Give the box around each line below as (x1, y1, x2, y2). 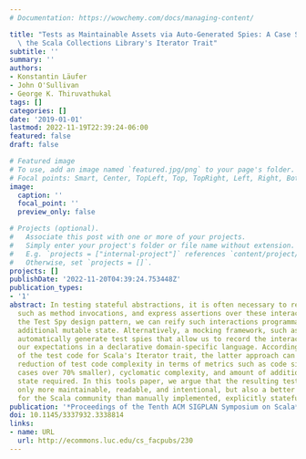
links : (9, 419, 35, 429)
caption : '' (17, 191, 64, 200)
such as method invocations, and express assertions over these (17, 308, 267, 318)
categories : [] (9, 106, 67, 115)
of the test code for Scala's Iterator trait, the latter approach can (17, 351, 296, 360)
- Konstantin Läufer (9, 72, 88, 82)
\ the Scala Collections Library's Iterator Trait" (17, 38, 219, 47)
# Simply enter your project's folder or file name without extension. (9, 241, 296, 250)
